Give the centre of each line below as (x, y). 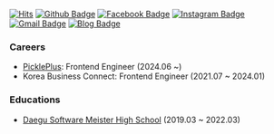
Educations (35, 100)
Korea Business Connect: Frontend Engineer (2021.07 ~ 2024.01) (144, 76)
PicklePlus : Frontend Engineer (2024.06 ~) (102, 67)
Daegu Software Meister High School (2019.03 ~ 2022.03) (131, 120)
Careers (28, 47)
